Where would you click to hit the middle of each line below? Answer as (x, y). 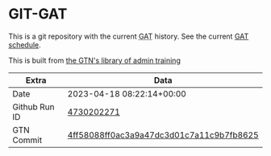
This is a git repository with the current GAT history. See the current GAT (129, 36)
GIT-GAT (38, 14)
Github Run (33, 107)
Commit (27, 140)
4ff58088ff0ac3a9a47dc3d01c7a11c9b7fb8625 (163, 135)
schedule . (25, 44)
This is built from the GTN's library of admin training (95, 60)
